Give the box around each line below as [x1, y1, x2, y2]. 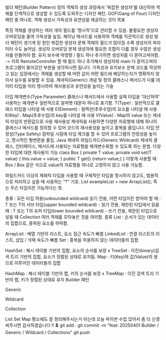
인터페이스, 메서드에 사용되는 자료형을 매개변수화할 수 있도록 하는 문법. [15, 143, 152, 149]
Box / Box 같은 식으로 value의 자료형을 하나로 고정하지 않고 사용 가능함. [5, 162, 144, 168]
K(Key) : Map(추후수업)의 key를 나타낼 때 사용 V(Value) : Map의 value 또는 [5, 112, 152, 118]
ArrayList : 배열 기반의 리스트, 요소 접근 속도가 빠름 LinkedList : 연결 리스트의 [5, 231, 155, 237]
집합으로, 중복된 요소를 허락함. [10, 220, 69, 226]
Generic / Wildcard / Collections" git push [5, 330, 90, 335]
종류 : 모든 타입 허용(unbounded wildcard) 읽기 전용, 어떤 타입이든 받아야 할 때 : [5, 196, 161, 201]
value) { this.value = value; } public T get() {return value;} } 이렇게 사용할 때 [5, 156, 157, 161]
